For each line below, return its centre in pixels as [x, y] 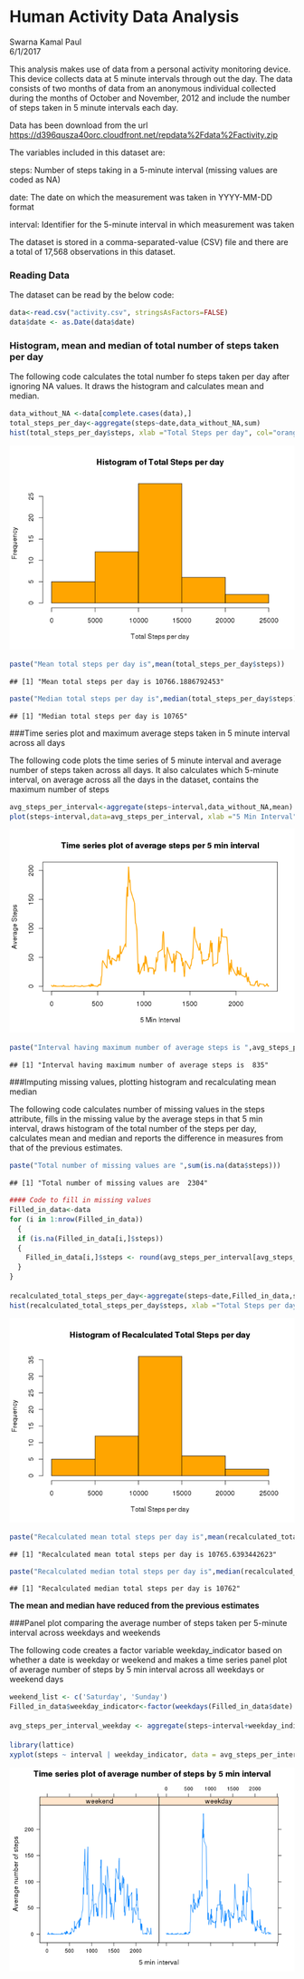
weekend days [37, 1680]
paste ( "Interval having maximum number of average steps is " [129, 1048]
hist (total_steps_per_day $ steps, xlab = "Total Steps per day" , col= [141, 433]
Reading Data [39, 275]
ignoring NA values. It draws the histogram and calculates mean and [137, 387]
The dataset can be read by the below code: [92, 295]
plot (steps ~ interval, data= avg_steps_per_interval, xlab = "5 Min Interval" [153, 817]
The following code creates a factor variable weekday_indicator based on [146, 1651]
